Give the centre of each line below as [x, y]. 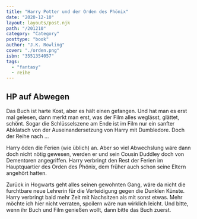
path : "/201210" [26, 28]
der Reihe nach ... [28, 136]
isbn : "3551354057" [30, 56]
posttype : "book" [28, 39]
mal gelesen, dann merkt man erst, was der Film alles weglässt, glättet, [93, 117]
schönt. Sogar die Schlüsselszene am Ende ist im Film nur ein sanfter [90, 124]
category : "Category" [33, 34]
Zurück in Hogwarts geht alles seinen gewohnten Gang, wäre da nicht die [96, 184]
